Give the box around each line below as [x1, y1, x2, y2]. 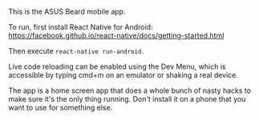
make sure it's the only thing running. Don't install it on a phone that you [8, 94, 246, 103]
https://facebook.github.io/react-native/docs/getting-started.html [8, 31, 225, 40]
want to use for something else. [8, 103, 113, 112]
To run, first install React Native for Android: [8, 22, 153, 31]
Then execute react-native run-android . [8, 46, 144, 55]
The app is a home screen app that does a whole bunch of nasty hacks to [8, 86, 251, 95]
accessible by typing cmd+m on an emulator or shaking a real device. [8, 70, 239, 79]
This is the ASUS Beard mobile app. [8, 7, 126, 16]
